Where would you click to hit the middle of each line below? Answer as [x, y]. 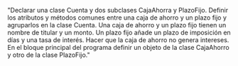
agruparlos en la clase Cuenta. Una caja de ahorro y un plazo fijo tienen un [117, 25]
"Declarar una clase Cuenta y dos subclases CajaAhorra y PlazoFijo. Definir [118, 10]
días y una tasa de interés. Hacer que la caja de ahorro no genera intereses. [118, 40]
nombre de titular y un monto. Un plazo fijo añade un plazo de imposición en [119, 32]
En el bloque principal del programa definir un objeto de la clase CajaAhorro [118, 47]
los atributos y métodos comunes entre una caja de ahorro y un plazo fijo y [117, 18]
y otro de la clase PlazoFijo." [49, 55]
